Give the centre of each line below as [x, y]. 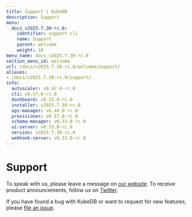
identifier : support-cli [47, 34]
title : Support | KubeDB [37, 12]
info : [13, 83]
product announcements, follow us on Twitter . [62, 190]
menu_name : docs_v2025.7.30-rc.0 [47, 56]
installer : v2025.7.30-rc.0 [46, 105]
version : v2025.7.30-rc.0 [44, 133]
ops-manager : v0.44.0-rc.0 [45, 111]
